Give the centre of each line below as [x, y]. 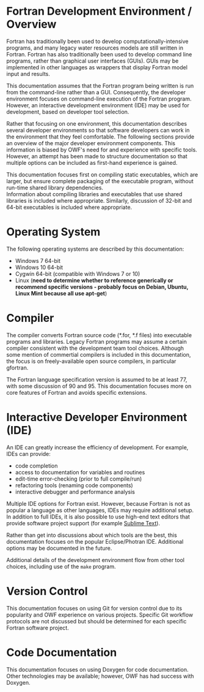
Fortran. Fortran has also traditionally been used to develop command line [99, 54]
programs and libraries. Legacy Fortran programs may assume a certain [97, 341]
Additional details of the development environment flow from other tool [96, 560]
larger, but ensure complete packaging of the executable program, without [100, 181]
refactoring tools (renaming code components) [74, 485]
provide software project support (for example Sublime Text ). [83, 523]
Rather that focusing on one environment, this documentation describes [97, 123]
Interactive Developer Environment [97, 417]
